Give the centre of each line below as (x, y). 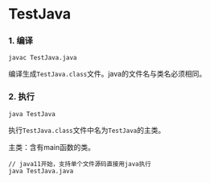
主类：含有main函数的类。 (51, 147)
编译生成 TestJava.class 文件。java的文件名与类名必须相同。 (107, 74)
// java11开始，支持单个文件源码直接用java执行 (80, 164)
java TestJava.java (41, 171)
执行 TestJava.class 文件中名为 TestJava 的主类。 (87, 130)
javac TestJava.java (43, 58)
